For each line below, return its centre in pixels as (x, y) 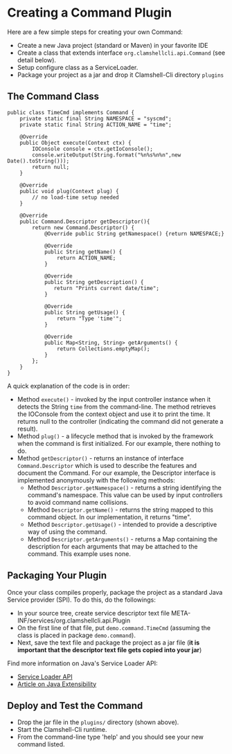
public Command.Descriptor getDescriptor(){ (85, 222)
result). (27, 429)
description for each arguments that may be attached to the (113, 546)
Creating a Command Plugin (89, 13)
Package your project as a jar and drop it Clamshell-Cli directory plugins (121, 75)
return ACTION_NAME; (86, 258)
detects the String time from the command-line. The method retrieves (116, 406)
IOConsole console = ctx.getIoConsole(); (93, 149)
